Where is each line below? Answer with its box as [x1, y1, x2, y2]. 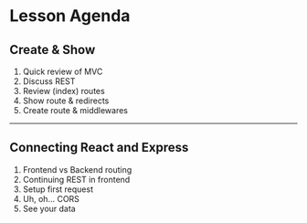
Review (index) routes [22, 86, 105, 96]
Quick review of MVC [22, 66, 103, 77]
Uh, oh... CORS [22, 193, 80, 204]
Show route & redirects [22, 95, 110, 106]
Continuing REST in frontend [22, 174, 131, 185]
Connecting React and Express [9, 140, 189, 155]
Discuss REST [22, 76, 76, 87]
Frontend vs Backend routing [22, 164, 132, 175]
